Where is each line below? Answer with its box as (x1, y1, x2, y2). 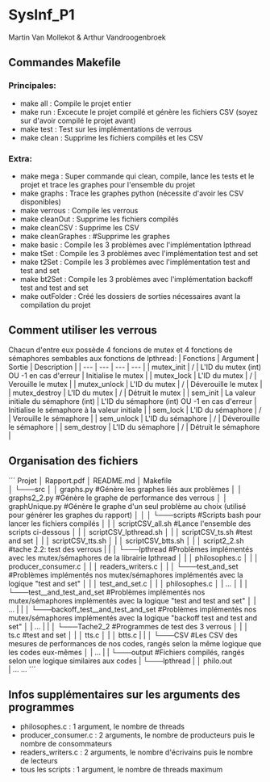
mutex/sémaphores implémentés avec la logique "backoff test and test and (8, 612, 258, 623)
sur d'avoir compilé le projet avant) (19, 116, 136, 125)
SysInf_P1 (8, 6, 75, 24)
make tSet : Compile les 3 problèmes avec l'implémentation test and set (19, 248, 259, 258)
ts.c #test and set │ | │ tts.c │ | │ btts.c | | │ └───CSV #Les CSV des (8, 630, 238, 640)
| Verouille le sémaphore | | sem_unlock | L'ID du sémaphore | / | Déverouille (8, 414, 260, 423)
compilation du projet (19, 300, 91, 309)
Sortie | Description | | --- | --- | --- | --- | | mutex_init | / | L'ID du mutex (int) (8, 362, 262, 372)
